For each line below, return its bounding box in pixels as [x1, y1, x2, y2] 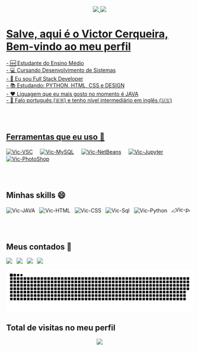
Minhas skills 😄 [6, 190, 66, 201]
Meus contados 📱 [6, 242, 72, 252]
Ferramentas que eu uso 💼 [6, 132, 105, 142]
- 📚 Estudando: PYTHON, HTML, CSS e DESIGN [6, 81, 125, 88]
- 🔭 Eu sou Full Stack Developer [6, 75, 84, 82]
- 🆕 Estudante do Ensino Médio [6, 59, 84, 67]
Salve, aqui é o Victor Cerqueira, [6, 27, 169, 41]
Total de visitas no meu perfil [6, 322, 116, 333]
